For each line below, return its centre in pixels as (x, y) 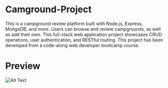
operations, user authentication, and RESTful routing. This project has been (84, 40)
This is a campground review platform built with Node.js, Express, (74, 24)
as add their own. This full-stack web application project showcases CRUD (83, 34)
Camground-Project (48, 9)
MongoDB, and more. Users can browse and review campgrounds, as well (83, 29)
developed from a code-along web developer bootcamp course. (73, 45)
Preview (23, 66)
